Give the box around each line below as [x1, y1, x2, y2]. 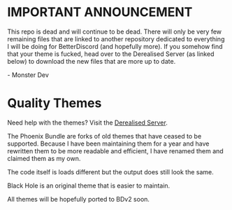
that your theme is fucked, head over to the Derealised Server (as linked [7, 50, 215, 58]
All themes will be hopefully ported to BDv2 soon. [7, 195, 150, 203]
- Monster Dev [7, 71, 49, 79]
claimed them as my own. [7, 154, 81, 162]
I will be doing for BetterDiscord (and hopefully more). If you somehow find [7, 42, 223, 50]
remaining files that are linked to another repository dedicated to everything [7, 34, 225, 43]
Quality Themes [7, 95, 102, 111]
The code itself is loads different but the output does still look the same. [7, 167, 215, 176]
